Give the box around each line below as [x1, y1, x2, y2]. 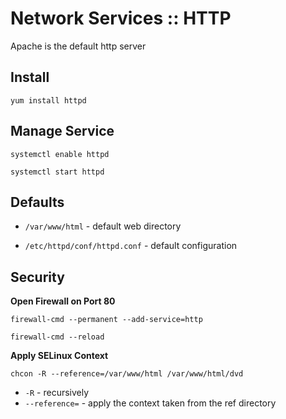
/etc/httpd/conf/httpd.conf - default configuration [24, 240, 238, 252]
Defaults [10, 193, 65, 211]
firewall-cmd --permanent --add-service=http [10, 315, 203, 325]
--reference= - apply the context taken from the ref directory [24, 397, 277, 409]
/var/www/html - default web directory [24, 220, 182, 232]
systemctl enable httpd [10, 149, 110, 159]
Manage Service [10, 123, 115, 140]
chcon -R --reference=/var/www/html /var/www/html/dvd [10, 369, 244, 379]
